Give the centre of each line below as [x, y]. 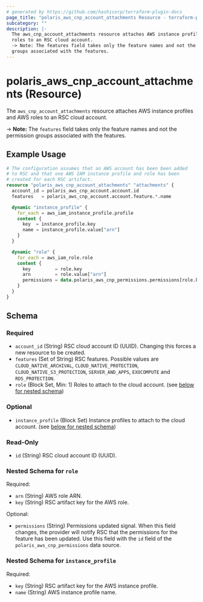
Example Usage [36, 155]
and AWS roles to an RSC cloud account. [57, 117]
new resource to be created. [50, 353]
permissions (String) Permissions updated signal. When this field [95, 526]
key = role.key [52, 269]
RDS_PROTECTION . [35, 378]
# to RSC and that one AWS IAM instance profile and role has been [93, 174]
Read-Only [23, 442]
